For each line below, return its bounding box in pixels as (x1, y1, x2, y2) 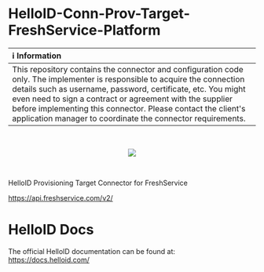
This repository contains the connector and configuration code (12, 63, 244, 74)
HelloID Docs (8, 221, 94, 239)
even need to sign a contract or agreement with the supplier (12, 93, 233, 104)
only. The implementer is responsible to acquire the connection (12, 74, 245, 85)
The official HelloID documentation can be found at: (8, 246, 175, 256)
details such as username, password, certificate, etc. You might (12, 83, 246, 94)
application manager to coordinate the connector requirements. (12, 113, 246, 124)
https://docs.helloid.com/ (8, 255, 90, 264)
